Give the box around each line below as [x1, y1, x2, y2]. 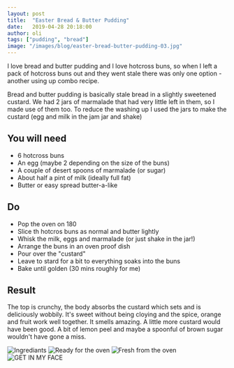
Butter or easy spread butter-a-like [17, 181, 118, 189]
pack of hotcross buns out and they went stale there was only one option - [7, 69, 222, 78]
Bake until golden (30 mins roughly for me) [17, 264, 141, 272]
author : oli [7, 29, 42, 37]
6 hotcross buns [17, 151, 65, 159]
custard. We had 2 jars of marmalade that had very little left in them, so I [7, 98, 215, 105]
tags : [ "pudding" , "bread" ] [7, 36, 89, 43]
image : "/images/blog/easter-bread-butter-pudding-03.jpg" [7, 43, 183, 50]
